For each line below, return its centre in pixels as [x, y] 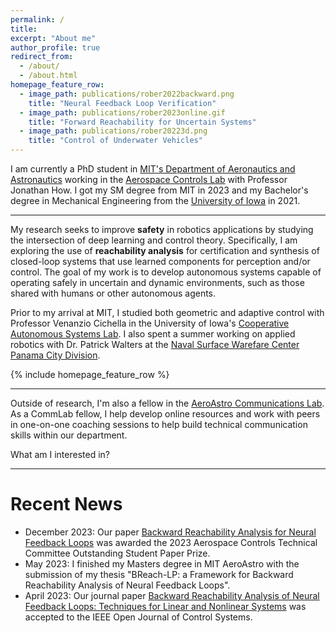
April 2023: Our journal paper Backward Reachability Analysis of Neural [172, 595]
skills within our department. [69, 435]
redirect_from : [42, 57]
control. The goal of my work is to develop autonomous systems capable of [166, 272]
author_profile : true [55, 47]
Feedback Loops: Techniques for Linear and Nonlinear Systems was [165, 606]
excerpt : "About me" [53, 38]
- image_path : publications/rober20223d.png [113, 131]
